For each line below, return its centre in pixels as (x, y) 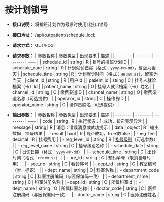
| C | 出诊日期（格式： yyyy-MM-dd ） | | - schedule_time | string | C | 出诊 (84, 152)
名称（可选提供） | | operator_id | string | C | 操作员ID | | (73, 98)
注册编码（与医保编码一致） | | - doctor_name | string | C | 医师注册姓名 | (85, 194)
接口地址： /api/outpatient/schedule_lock (54, 35)
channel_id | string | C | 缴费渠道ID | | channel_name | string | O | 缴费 (82, 92)
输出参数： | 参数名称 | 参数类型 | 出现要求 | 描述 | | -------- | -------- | (83, 115)
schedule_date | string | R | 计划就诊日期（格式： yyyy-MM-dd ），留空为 (82, 68)
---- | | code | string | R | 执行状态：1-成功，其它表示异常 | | (88, 121)
